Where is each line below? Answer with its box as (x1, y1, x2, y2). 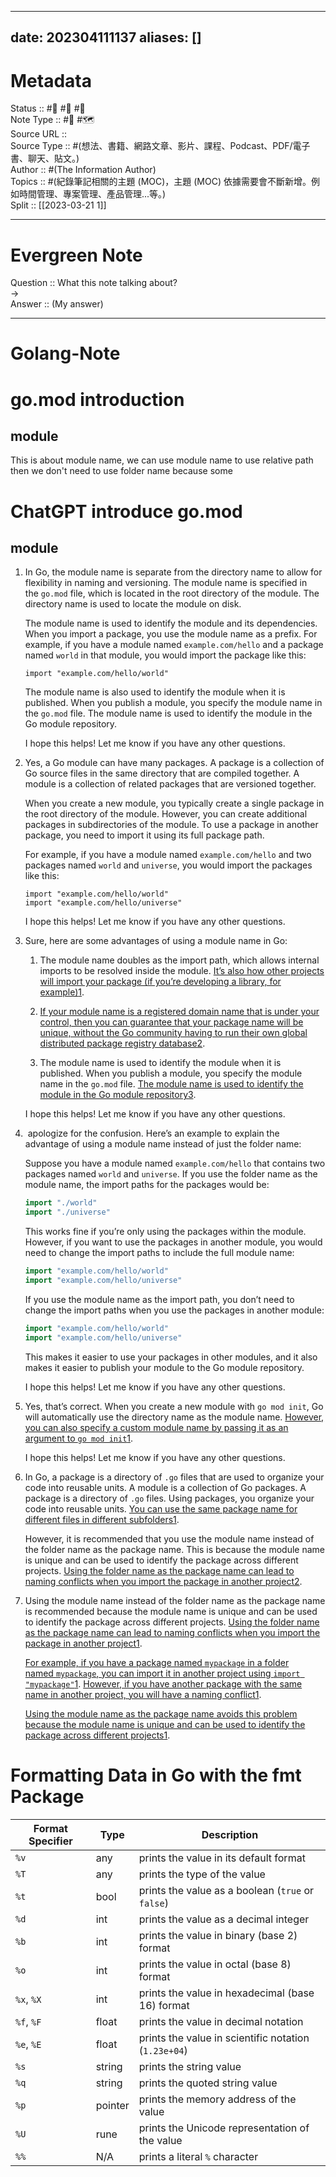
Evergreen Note (10, 244, 143, 266)
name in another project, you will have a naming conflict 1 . (24, 1688, 262, 1700)
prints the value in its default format (138, 1851, 306, 1865)
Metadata (10, 69, 92, 92)
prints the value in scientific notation (138, 2031, 310, 2045)
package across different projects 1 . (24, 1729, 171, 1741)
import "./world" (24, 1198, 98, 1208)
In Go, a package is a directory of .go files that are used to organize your (24, 1471, 325, 1483)
